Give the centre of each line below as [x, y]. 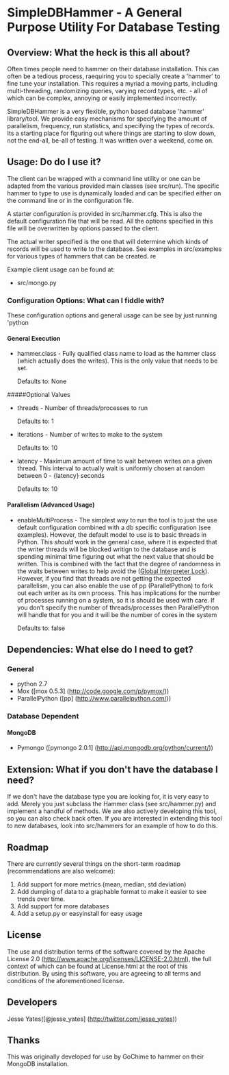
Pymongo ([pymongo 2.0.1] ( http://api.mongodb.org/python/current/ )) [115, 748]
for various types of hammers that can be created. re [82, 256]
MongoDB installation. [38, 1064]
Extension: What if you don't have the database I [113, 769]
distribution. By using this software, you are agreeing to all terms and [104, 973]
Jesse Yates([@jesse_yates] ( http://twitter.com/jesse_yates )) [92, 1019]
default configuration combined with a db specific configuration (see [114, 527]
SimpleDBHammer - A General [95, 13]
